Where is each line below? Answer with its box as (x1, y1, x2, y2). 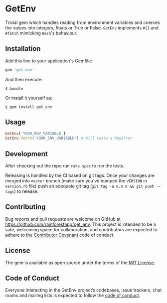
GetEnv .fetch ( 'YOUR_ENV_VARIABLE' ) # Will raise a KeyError (5, 136, 133, 141)
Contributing (5, 203, 46, 211)
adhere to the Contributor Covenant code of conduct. (5, 232, 115, 238)
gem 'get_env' (5, 67, 35, 72)
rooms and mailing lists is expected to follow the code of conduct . (5, 293, 141, 299)
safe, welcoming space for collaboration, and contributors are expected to (5, 226, 158, 232)
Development (5, 150, 48, 158)
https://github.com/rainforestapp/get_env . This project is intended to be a (5, 221, 156, 227)
